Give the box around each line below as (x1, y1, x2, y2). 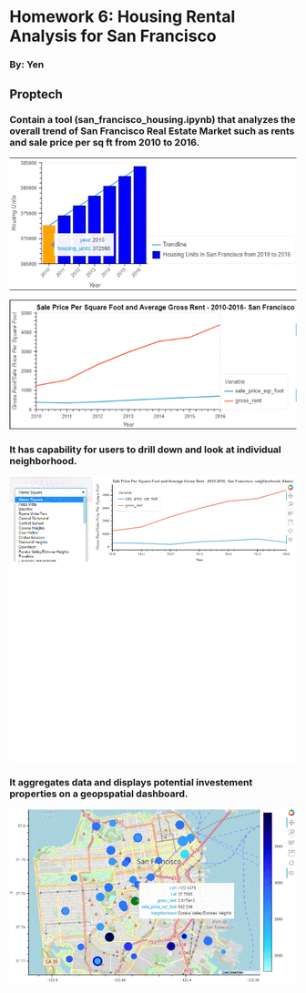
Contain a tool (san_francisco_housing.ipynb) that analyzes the (9, 114, 296, 127)
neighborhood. (9, 454, 77, 467)
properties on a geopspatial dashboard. (9, 787, 189, 800)
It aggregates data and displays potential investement (9, 776, 253, 789)
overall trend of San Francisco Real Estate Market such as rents (9, 125, 295, 137)
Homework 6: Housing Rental (9, 6, 236, 27)
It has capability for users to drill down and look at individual (9, 443, 282, 456)
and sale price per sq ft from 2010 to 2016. (9, 137, 200, 149)
